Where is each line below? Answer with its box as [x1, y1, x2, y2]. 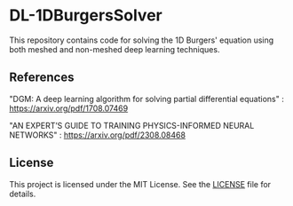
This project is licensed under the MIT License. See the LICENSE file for [9, 178, 272, 189]
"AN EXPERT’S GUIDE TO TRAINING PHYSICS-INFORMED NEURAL [9, 120, 255, 131]
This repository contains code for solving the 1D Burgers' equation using [9, 35, 274, 45]
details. [9, 188, 36, 199]
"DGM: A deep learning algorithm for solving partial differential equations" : [9, 93, 284, 104]
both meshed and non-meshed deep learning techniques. [9, 44, 220, 54]
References [9, 70, 75, 85]
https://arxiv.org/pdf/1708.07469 [9, 103, 129, 114]
